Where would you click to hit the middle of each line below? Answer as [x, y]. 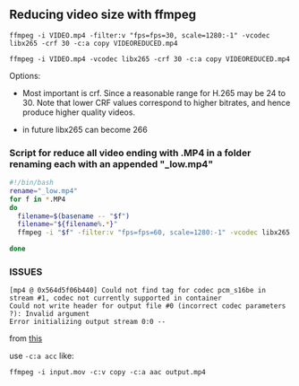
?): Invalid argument [50, 314]
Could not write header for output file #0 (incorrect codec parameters [148, 306]
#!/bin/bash [31, 183]
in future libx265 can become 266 [85, 129]
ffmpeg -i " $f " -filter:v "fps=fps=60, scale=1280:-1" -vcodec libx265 [154, 232]
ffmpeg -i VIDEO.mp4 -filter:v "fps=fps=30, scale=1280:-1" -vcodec [140, 35]
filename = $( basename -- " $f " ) [73, 216]
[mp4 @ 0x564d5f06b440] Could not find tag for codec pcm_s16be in [138, 291]
